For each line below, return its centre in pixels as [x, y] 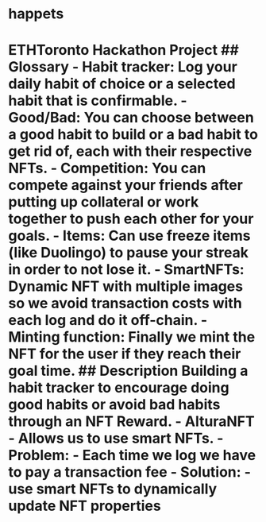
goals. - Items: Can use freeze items [130, 236]
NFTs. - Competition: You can [107, 168]
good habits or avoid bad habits [114, 405]
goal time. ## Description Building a [128, 371]
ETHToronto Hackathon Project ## [124, 50]
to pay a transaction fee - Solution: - [130, 472]
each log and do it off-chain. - [108, 321]
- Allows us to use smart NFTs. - [116, 439]
